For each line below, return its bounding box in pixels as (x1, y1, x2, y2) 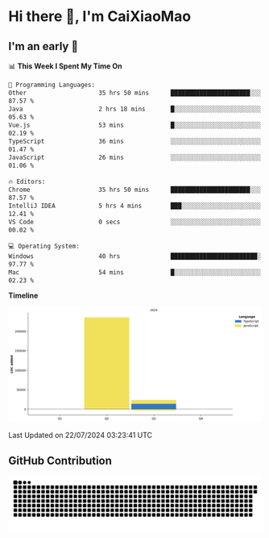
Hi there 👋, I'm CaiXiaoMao (8, 7, 192, 26)
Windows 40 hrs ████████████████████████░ (8, 252, 262, 261)
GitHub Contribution (8, 453, 113, 467)
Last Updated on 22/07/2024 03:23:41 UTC (8, 431, 153, 440)
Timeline (8, 290, 39, 300)
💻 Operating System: (8, 242, 81, 250)
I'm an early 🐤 (8, 40, 79, 53)
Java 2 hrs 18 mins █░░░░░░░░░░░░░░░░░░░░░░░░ (8, 105, 262, 113)
